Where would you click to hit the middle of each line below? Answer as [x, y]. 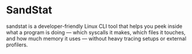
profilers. [17, 45]
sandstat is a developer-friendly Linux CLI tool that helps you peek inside [94, 26]
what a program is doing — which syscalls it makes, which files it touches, [96, 32]
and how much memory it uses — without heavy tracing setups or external [96, 38]
